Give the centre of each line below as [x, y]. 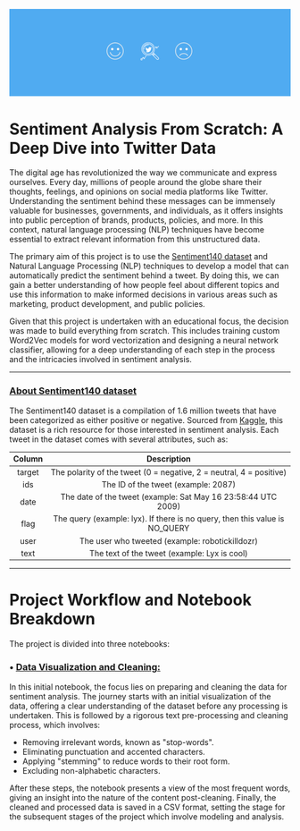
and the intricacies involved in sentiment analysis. [100, 360]
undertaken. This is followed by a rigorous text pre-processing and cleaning [149, 715]
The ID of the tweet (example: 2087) [169, 484]
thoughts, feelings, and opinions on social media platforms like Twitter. [139, 191]
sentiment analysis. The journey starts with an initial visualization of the [140, 696]
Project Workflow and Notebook [130, 600]
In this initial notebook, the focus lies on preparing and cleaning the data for [148, 687]
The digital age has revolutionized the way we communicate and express [143, 173]
